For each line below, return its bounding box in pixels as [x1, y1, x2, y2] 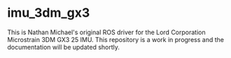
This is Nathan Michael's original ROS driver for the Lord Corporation [7, 28, 206, 36]
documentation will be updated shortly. [7, 43, 120, 51]
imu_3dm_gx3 [7, 5, 90, 21]
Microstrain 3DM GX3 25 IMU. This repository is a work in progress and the [7, 35, 224, 43]
